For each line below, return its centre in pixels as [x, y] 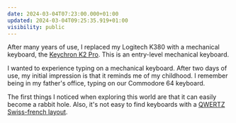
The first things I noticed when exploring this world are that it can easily [112, 97]
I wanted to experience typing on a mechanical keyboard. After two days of [117, 69]
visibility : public [36, 27]
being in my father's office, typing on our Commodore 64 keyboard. [106, 83]
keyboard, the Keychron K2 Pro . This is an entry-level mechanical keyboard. [118, 54]
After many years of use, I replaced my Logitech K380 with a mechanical [113, 47]
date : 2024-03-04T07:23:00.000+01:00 [63, 14]
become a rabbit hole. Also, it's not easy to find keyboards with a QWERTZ [116, 105]
